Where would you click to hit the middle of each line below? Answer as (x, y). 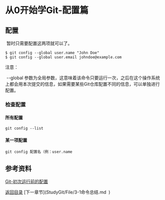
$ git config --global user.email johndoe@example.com (63, 57)
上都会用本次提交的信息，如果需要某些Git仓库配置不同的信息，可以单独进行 (82, 84)
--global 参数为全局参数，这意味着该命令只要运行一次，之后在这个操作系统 (83, 78)
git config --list (24, 128)
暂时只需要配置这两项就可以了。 (39, 43)
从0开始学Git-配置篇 (47, 10)
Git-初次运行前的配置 (27, 181)
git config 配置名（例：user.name (39, 152)
